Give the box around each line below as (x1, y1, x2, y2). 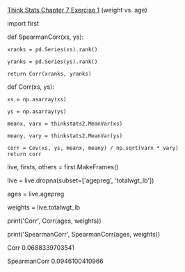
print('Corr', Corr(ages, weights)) (7, 216, 102, 225)
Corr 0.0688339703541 (7, 244, 74, 252)
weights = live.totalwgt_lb (7, 203, 81, 211)
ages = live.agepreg (7, 190, 65, 198)
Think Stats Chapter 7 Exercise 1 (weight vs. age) (7, 6, 147, 14)
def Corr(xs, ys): (7, 83, 54, 91)
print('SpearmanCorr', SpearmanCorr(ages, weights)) (7, 230, 161, 238)
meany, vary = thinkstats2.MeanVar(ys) (7, 133, 123, 139)
